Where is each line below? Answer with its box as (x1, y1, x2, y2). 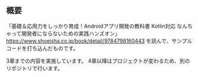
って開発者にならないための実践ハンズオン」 (11, 30, 120, 37)
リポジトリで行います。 (6, 65, 63, 72)
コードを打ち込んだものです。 (6, 44, 79, 52)
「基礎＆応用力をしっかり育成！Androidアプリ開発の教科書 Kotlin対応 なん (6, 23, 188, 30)
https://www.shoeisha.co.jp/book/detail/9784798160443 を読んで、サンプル (6, 37, 193, 44)
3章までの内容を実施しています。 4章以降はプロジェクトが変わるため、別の (6, 57, 190, 64)
